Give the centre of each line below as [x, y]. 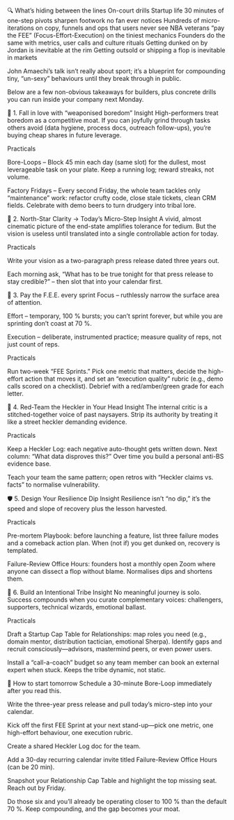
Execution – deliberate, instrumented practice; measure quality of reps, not [114, 337]
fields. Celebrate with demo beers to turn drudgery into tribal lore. [102, 205]
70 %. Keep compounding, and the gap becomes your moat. [94, 809]
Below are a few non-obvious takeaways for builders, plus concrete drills [112, 92]
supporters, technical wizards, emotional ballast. [77, 607]
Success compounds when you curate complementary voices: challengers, [115, 600]
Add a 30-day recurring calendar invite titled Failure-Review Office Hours [112, 760]
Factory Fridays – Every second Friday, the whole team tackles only [104, 190]
